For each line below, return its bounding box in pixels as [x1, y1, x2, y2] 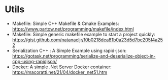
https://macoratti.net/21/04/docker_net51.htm [12, 69, 108, 75]
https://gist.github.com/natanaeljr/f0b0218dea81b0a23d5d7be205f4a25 [12, 37, 163, 43]
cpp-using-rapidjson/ [12, 58, 57, 64]
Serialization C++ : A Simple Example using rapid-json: [12, 47, 127, 54]
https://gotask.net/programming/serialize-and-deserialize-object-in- [12, 52, 156, 59]
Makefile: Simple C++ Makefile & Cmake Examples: [12, 20, 119, 26]
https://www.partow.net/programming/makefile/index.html [12, 25, 134, 32]
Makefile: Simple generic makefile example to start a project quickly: [12, 31, 155, 37]
